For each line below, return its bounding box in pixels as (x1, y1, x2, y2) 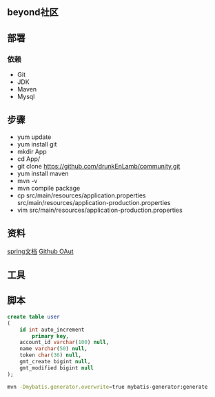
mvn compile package (17, 184, 81, 192)
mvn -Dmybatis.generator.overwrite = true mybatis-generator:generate (7, 383, 208, 390)
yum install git (17, 140, 57, 148)
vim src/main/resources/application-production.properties (17, 206, 183, 214)
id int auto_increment (19, 326, 85, 333)
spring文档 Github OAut (7, 247, 74, 255)
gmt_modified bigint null (19, 364, 94, 372)
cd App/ (17, 154, 41, 163)
